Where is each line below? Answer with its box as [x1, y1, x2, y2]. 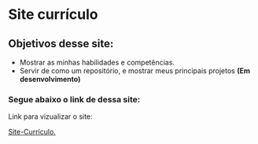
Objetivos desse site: [8, 37, 114, 50]
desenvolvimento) [19, 75, 81, 83]
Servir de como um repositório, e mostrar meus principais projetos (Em [19, 66, 250, 76]
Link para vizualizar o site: [8, 112, 93, 121]
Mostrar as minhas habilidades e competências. [19, 57, 175, 67]
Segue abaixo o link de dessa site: [8, 94, 141, 105]
